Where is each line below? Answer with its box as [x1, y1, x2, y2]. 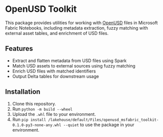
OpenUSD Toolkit [5, 3, 77, 15]
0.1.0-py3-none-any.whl [12, 122, 62, 128]
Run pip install [12, 116, 46, 122]
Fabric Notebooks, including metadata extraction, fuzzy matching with [5, 25, 148, 31]
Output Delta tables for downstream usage [12, 73, 99, 79]
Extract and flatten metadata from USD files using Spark [12, 58, 127, 64]
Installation [5, 88, 41, 96]
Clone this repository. [12, 101, 56, 106]
